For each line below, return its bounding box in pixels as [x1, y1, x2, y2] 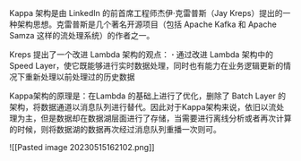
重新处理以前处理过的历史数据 [24, 72, 135, 82]
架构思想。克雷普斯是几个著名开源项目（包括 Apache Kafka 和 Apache [16, 19, 278, 30]
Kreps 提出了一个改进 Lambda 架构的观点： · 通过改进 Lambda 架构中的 [9, 49, 273, 60]
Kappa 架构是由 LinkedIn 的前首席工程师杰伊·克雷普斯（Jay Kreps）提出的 [9, 8, 283, 18]
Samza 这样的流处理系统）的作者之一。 [9, 30, 155, 40]
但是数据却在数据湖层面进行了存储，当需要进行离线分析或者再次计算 [39, 113, 292, 123]
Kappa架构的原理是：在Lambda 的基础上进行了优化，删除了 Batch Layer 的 [9, 90, 287, 101]
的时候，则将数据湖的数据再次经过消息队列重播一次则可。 [9, 124, 221, 134]
